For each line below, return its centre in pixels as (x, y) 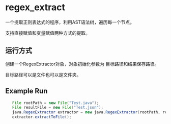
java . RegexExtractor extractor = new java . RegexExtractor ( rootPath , (86, 112)
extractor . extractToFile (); (42, 117)
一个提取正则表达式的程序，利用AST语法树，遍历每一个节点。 (70, 22)
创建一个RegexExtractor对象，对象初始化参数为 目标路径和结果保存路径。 (82, 64)
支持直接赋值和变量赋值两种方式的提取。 (48, 33)
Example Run (26, 91)
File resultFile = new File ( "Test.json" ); (58, 108)
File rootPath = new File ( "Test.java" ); (55, 103)
